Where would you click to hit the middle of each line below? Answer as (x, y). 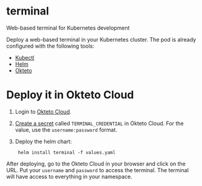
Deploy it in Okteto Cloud (70, 95)
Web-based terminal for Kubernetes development (68, 28)
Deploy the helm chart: (44, 141)
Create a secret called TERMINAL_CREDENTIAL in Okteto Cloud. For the (99, 123)
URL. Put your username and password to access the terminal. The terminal (98, 170)
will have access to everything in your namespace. (69, 176)
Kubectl (24, 57)
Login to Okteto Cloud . (43, 111)
